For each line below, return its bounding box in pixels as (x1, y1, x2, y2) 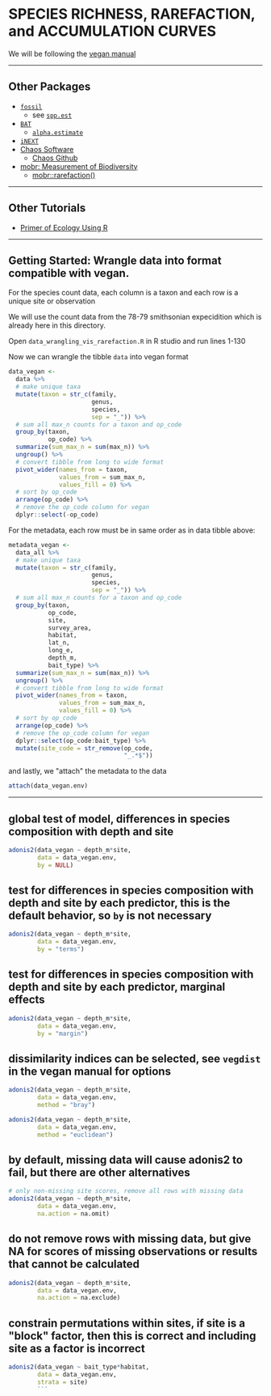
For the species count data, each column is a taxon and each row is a (8, 288, 239, 298)
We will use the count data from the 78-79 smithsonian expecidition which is (8, 312, 262, 322)
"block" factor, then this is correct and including (8, 1329, 256, 1343)
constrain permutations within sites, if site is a (8, 1316, 246, 1330)
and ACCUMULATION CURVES (8, 22, 216, 40)
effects (8, 993, 46, 1007)
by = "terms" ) (37, 945, 85, 953)
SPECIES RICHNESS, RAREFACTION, (8, 5, 256, 23)
